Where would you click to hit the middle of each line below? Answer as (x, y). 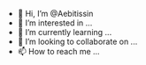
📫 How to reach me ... (58, 51)
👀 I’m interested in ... (55, 23)
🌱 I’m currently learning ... (65, 32)
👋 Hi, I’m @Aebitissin (55, 14)
